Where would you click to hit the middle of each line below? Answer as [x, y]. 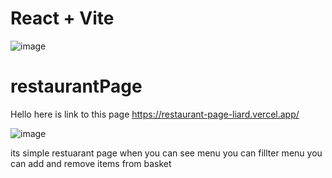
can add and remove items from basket [91, 163]
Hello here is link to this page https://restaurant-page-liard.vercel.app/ [155, 114]
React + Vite [62, 18]
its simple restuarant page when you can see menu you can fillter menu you [166, 153]
